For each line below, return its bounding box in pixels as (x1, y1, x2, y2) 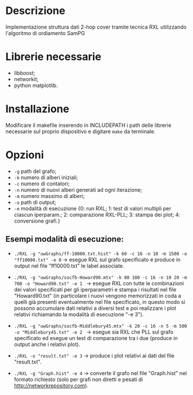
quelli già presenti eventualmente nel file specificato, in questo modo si (13, 298, 185, 305)
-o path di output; (13, 199, 57, 206)
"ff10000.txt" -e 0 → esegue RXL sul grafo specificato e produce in (13, 256, 181, 263)
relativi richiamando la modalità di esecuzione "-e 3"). (13, 311, 144, 318)
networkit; (13, 75, 39, 82)
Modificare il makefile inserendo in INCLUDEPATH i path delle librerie (5, 122, 172, 129)
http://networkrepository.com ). (13, 382, 89, 389)
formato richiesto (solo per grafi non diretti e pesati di (13, 376, 143, 383)
